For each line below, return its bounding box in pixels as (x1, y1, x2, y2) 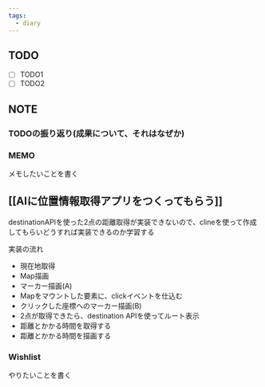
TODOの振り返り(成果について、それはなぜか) (8, 128, 185, 139)
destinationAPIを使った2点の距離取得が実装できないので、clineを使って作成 (8, 217, 257, 227)
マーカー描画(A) (19, 281, 73, 290)
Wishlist (8, 351, 42, 362)
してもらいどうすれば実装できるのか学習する (8, 227, 155, 236)
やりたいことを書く (8, 370, 72, 380)
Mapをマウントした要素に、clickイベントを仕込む (19, 290, 183, 300)
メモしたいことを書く (8, 169, 78, 179)
